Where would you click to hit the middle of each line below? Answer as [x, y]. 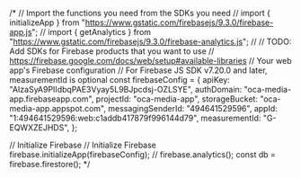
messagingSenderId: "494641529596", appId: [193, 108]
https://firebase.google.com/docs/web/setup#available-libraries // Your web [150, 61]
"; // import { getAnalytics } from [91, 32]
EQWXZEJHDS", [40, 128]
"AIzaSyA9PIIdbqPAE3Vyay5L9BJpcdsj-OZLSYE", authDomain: [126, 89]
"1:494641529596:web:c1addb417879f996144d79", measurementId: [135, 118]
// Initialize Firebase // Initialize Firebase [83, 145]
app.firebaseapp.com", [52, 99]
